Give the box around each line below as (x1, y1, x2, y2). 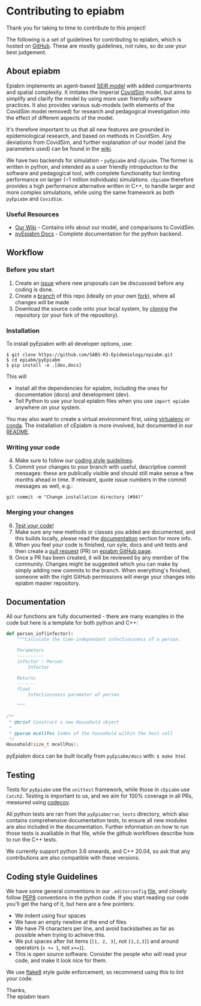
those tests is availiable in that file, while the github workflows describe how (6, 829, 194, 837)
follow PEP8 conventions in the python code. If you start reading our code (6, 893, 189, 901)
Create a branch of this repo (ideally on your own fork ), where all (14, 292, 175, 299)
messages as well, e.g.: (14, 483, 73, 490)
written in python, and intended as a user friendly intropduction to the (6, 163, 178, 170)
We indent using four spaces (14, 911, 86, 919)
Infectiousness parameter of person (28, 692, 119, 698)
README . (6, 428, 30, 436)
